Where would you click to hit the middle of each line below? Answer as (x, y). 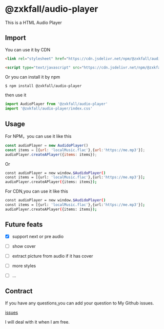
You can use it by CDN (28, 49)
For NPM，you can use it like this (38, 136)
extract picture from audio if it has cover (53, 256)
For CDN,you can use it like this (37, 191)
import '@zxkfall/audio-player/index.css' (49, 109)
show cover (24, 246)
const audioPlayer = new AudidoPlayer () (47, 145)
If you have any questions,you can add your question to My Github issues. (80, 303)
